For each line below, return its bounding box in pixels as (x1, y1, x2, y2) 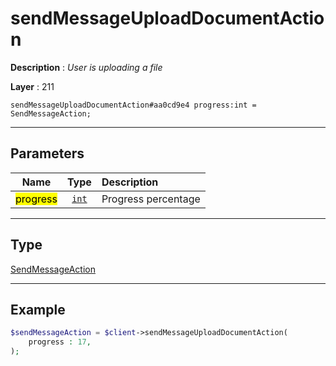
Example (10, 301, 66, 318)
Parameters (10, 145, 85, 162)
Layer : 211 (10, 80, 55, 92)
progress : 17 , (28, 337, 92, 347)
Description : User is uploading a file (10, 61, 163, 73)
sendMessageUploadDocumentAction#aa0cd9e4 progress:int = (10, 100, 257, 110)
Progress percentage (101, 192, 201, 206)
